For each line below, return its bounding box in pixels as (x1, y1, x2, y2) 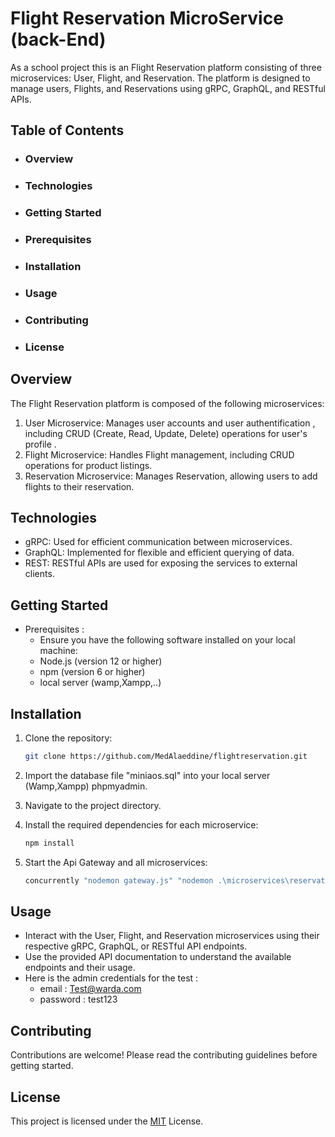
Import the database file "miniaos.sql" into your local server (24, 769, 271, 781)
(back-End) (10, 28, 107, 51)
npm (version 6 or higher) (39, 666, 146, 678)
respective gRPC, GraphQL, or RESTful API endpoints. (24, 940, 248, 952)
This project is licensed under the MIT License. (10, 1115, 204, 1127)
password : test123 (39, 993, 118, 1006)
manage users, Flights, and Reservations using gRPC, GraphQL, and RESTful (10, 82, 326, 94)
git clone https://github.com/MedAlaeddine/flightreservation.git (24, 751, 308, 761)
